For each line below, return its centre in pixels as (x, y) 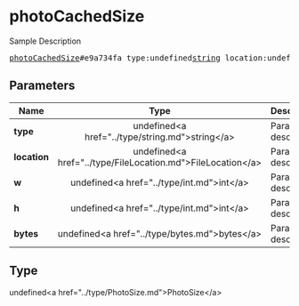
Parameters (42, 86)
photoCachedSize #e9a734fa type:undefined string (115, 58)
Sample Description (45, 41)
